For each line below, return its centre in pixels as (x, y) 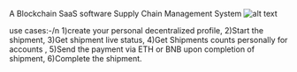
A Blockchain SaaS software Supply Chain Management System (126, 14)
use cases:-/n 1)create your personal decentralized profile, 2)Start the (136, 30)
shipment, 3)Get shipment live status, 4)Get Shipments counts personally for (148, 40)
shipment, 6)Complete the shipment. (76, 58)
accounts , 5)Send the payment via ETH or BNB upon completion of (132, 49)
